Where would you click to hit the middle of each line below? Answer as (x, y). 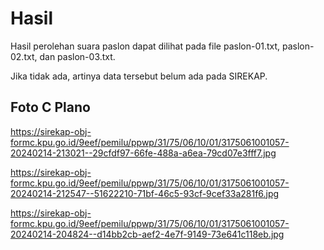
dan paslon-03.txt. (77, 56)
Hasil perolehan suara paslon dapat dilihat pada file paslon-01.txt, (145, 46)
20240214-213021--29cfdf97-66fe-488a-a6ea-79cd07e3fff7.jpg (143, 153)
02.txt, (24, 56)
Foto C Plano (50, 107)
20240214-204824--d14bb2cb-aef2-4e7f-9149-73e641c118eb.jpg (147, 234)
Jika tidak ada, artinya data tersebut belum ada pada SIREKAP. (139, 76)
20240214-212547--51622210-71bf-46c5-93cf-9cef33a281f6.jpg (145, 193)
